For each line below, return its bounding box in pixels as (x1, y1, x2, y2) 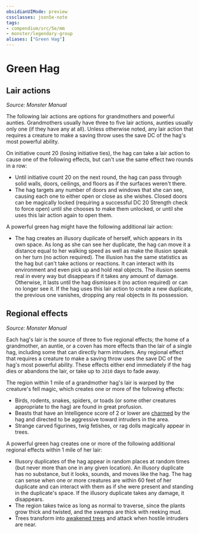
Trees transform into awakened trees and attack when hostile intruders (14, 515, 189, 522)
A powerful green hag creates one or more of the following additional (6, 440, 175, 447)
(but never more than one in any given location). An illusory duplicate (14, 464, 184, 471)
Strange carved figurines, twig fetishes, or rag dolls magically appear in (14, 422, 190, 429)
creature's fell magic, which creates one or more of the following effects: (6, 385, 184, 392)
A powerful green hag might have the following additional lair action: (6, 223, 173, 230)
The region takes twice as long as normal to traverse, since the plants (14, 502, 185, 509)
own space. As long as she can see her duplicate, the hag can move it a (14, 241, 191, 248)
